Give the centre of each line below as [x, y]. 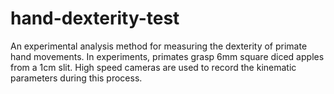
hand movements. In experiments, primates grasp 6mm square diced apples [167, 56]
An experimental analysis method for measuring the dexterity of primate [159, 46]
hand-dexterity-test [95, 18]
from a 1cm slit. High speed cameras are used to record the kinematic [153, 67]
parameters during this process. [76, 78]
